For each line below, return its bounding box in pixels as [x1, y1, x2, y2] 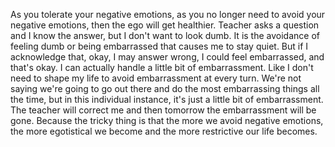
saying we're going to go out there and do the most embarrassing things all [10, 83, 320, 94]
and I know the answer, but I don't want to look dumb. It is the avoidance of [10, 30, 320, 41]
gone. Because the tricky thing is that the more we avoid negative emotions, [10, 115, 324, 126]
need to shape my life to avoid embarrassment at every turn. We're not [10, 72, 302, 84]
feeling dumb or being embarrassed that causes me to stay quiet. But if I [10, 40, 309, 52]
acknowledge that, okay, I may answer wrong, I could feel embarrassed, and [10, 51, 325, 63]
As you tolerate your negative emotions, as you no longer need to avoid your [10, 9, 326, 20]
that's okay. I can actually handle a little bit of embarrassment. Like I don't [10, 62, 314, 73]
